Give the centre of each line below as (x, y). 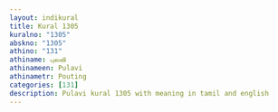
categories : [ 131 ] (44, 85)
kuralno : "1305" (40, 34)
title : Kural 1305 (44, 26)
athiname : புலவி (38, 60)
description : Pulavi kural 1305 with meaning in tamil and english (139, 93)
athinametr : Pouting (48, 77)
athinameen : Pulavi (46, 69)
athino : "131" (36, 51)
